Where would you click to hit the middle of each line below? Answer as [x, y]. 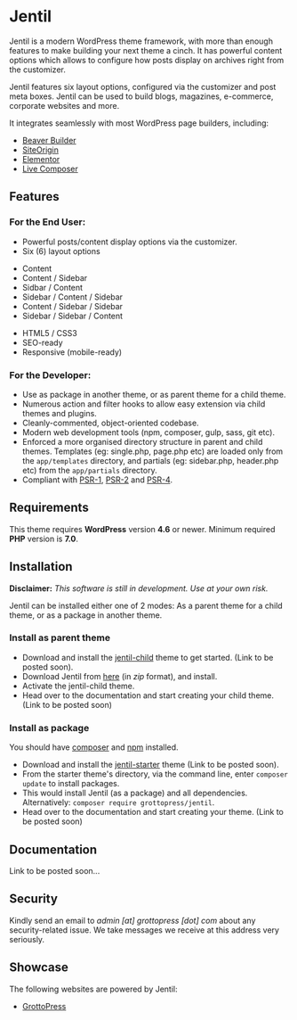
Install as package [49, 728]
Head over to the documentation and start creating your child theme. [148, 695]
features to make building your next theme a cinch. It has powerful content [146, 50]
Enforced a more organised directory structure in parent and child [142, 441]
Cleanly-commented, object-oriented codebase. [110, 423]
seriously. [27, 939]
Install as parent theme [60, 637]
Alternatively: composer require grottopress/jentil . [118, 802]
